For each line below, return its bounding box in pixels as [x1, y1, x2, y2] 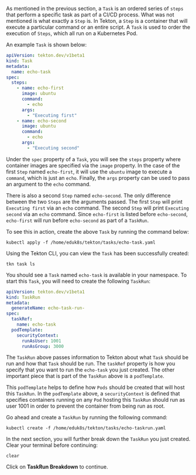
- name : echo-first [16, 85, 64, 91]
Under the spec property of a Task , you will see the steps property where [6, 155, 181, 163]
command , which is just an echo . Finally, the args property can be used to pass [6, 174, 190, 181]
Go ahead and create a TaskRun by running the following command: [6, 414, 168, 421]
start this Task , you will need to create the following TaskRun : [6, 278, 151, 285]
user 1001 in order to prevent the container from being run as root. [6, 402, 166, 409]
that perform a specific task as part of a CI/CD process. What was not [6, 11, 174, 18]
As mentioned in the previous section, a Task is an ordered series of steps [6, 5, 184, 12]
